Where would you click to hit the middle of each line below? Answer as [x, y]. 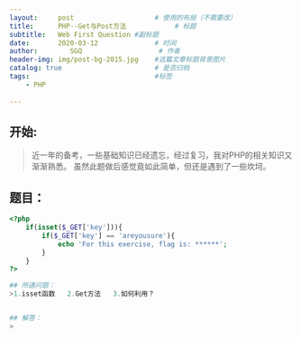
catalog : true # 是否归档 [100, 69]
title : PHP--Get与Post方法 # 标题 [103, 26]
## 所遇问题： [32, 286]
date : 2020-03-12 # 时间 [93, 43]
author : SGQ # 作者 [95, 51]
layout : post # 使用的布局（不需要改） [123, 18]
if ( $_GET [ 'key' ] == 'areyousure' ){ [109, 235]
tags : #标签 [91, 77]
